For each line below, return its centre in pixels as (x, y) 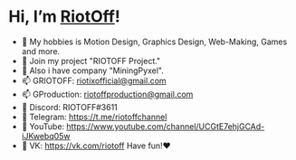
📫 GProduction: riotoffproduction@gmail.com (107, 94)
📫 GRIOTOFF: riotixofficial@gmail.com (94, 80)
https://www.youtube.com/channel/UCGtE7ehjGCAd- (166, 126)
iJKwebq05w (46, 136)
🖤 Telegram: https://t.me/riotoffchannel (94, 117)
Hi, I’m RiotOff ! (65, 17)
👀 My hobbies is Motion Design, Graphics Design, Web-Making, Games (154, 42)
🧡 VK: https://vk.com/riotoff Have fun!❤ (96, 146)
